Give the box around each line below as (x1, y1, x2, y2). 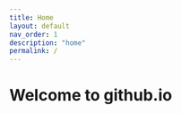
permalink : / (9, 47, 58, 56)
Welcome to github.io (9, 85, 173, 106)
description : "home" (9, 38, 87, 48)
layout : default (9, 22, 70, 31)
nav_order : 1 (9, 30, 58, 39)
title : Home (9, 13, 54, 22)
